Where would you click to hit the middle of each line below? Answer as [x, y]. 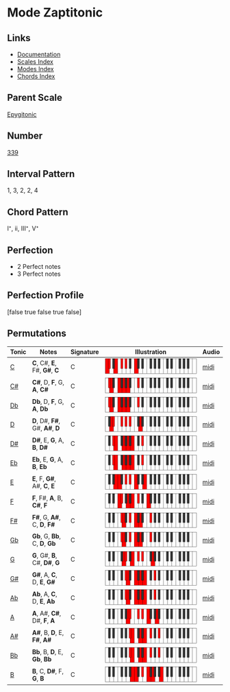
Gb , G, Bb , [47, 536]
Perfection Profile [46, 295]
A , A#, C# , [47, 613]
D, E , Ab [43, 601]
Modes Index [35, 69]
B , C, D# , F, [48, 671]
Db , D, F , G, [48, 402]
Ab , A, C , [44, 594]
